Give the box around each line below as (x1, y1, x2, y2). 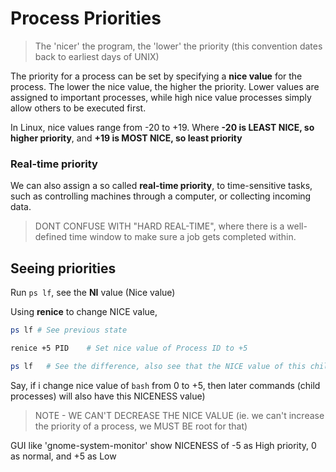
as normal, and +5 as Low (10, 450, 117, 462)
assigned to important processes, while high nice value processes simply (10, 91, 312, 103)
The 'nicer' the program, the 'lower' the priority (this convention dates (34, 40, 323, 52)
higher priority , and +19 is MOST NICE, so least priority (10, 132, 243, 144)
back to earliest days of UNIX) (34, 50, 160, 62)
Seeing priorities (10, 260, 117, 277)
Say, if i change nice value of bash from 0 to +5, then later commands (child (10, 379, 321, 391)
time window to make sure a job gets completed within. (69, 231, 297, 243)
